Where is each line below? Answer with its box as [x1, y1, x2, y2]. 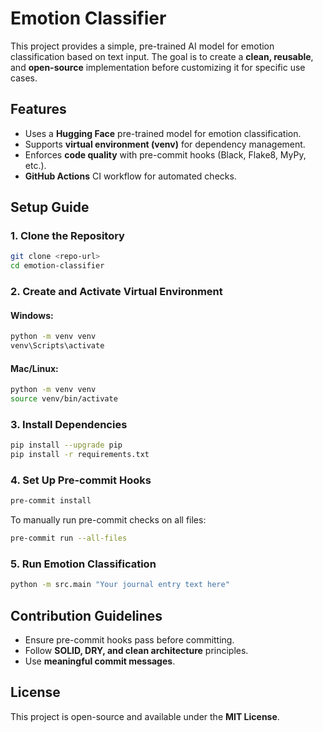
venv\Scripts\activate [10, 341, 105, 351]
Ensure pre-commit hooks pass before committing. [24, 634, 235, 646]
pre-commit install [10, 496, 92, 506]
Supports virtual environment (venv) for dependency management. [24, 138, 306, 150]
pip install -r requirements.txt [10, 450, 150, 460]
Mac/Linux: [10, 362, 59, 374]
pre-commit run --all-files [10, 533, 128, 544]
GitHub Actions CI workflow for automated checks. [24, 170, 237, 182]
